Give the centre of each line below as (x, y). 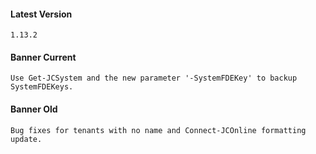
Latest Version (41, 14)
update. (26, 139)
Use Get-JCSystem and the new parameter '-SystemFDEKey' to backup (154, 78)
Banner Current (43, 57)
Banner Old (34, 109)
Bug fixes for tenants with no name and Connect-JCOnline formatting (158, 130)
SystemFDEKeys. (42, 87)
